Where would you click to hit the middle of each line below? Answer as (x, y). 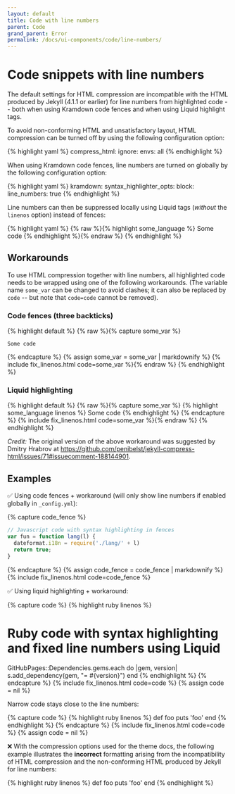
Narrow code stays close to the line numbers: (73, 704)
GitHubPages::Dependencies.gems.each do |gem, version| (93, 668)
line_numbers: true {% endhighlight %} (64, 194)
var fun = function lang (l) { (52, 537)
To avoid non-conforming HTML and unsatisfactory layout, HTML (102, 130)
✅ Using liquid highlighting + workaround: (68, 591)
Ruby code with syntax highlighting (113, 633)
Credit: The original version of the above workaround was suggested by (112, 441)
